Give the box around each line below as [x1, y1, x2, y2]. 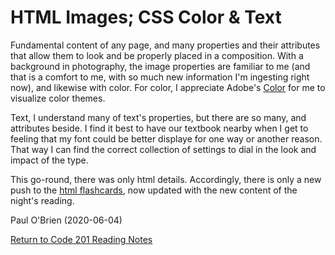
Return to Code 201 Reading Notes [10, 233, 153, 245]
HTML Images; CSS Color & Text [10, 6, 282, 29]
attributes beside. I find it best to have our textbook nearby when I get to [10, 122, 309, 134]
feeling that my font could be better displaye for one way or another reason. [10, 132, 323, 145]
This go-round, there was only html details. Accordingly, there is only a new [10, 173, 322, 185]
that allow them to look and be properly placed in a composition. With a [10, 49, 304, 61]
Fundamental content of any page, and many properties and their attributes [10, 39, 321, 51]
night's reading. [10, 194, 75, 206]
